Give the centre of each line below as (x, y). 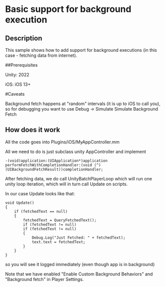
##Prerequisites (22, 65)
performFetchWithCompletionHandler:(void (49, 165)
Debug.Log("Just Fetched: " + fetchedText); (79, 238)
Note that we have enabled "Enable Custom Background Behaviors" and (79, 274)
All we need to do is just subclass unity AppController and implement (76, 151)
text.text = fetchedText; (58, 242)
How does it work (33, 130)
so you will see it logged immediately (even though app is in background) (80, 264)
